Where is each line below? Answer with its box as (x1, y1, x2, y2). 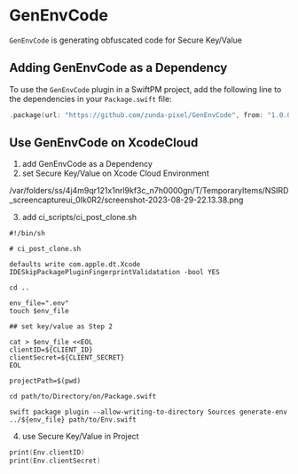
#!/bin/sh (9, 229, 46, 238)
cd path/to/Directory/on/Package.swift (9, 392, 157, 401)
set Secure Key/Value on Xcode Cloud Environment (21, 168, 210, 178)
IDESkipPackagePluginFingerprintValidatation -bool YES (9, 268, 220, 277)
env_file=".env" (9, 299, 69, 308)
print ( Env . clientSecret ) (9, 456, 101, 466)
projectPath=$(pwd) (9, 376, 82, 386)
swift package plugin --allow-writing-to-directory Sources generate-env (9, 407, 288, 417)
